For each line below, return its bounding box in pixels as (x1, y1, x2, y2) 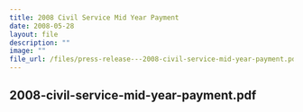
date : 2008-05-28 (9, 22, 75, 30)
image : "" (9, 47, 47, 56)
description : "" (9, 38, 70, 47)
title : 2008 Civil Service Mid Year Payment (9, 13, 179, 22)
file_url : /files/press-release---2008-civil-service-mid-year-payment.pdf (9, 55, 300, 64)
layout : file (9, 30, 59, 39)
